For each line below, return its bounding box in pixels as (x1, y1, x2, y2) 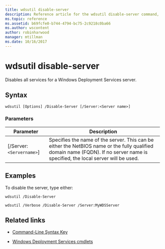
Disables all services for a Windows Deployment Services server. (5, 77, 137, 83)
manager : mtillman (5, 35, 43, 40)
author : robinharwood (5, 30, 50, 35)
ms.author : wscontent (5, 26, 50, 31)
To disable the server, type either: (5, 185, 73, 190)
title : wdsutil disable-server (5, 7, 69, 12)
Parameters (5, 115, 33, 122)
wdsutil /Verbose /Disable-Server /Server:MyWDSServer (5, 203, 120, 208)
